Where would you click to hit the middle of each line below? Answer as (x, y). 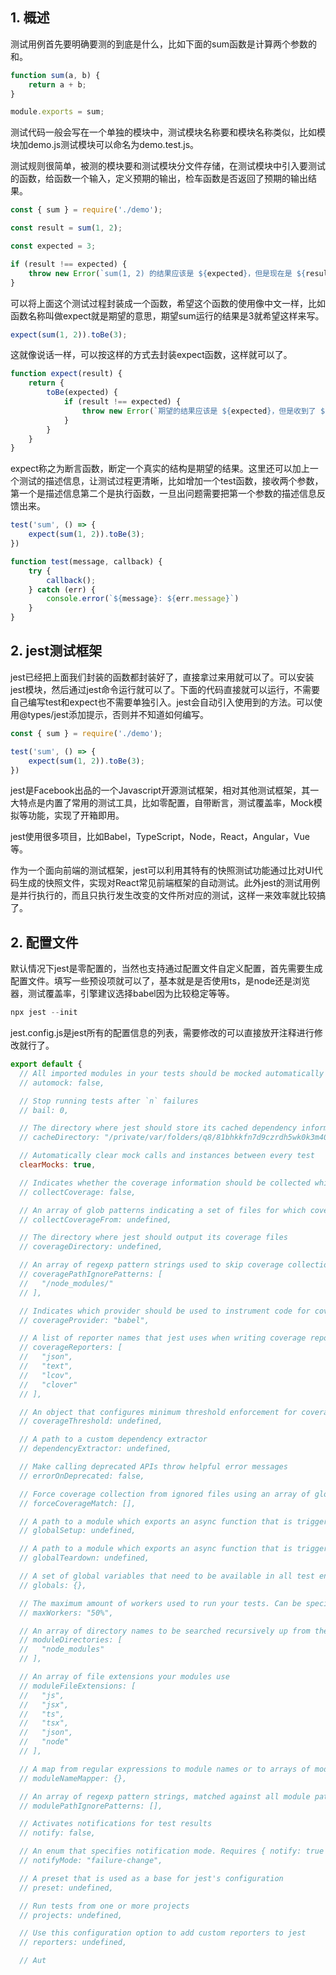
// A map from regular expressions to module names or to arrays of (165, 1769)
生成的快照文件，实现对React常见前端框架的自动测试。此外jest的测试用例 (169, 883)
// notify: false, (58, 1833)
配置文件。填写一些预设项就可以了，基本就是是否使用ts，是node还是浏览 (160, 981)
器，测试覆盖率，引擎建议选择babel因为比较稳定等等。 (122, 994)
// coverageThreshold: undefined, (91, 1421)
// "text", (46, 1366)
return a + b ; (57, 84)
